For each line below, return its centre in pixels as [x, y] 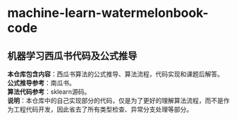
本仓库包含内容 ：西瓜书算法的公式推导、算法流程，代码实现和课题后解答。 [115, 74]
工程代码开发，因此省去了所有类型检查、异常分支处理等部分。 [103, 109]
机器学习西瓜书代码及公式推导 [72, 55]
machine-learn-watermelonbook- [108, 13]
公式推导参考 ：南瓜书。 [41, 83]
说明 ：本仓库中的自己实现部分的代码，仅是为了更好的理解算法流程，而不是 [115, 101]
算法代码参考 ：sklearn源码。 [49, 92]
